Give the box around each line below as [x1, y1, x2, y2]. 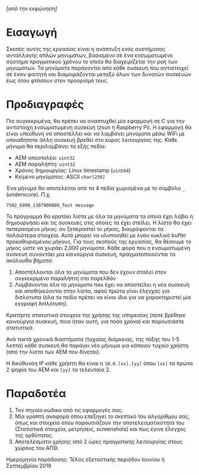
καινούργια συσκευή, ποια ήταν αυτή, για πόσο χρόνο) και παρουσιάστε [6, 318, 185, 325]
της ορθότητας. [14, 432, 54, 439]
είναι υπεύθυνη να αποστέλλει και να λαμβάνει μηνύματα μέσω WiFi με [6, 130, 185, 137]
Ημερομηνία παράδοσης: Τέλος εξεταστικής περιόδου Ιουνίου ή [6, 455, 165, 463]
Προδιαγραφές [6, 98, 84, 112]
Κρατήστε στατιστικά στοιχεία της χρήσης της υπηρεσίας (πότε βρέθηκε [6, 311, 186, 318]
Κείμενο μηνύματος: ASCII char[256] [14, 173, 106, 180]
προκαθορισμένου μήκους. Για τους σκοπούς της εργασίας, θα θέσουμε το [6, 237, 192, 245]
